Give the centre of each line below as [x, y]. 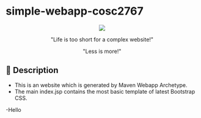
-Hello [14, 109]
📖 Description [32, 70]
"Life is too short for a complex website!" [102, 39]
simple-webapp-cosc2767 [75, 11]
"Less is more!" [102, 51]
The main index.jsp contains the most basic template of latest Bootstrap [105, 91]
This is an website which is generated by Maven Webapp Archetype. [101, 85]
